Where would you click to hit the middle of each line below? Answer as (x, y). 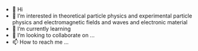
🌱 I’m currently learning (41, 29)
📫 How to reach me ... (40, 42)
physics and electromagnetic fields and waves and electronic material (100, 22)
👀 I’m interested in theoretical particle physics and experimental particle (102, 16)
